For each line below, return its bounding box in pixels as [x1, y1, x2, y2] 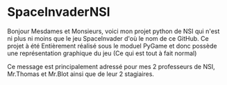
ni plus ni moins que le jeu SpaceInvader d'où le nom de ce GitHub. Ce [7, 34, 210, 42]
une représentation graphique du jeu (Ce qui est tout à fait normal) [7, 49, 197, 57]
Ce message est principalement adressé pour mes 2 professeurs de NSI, [7, 62, 215, 70]
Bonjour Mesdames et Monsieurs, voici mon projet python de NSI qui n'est [7, 27, 220, 35]
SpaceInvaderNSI [7, 4, 110, 20]
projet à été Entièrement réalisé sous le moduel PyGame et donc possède [7, 41, 217, 50]
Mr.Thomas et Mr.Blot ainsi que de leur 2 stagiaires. [7, 70, 155, 78]
